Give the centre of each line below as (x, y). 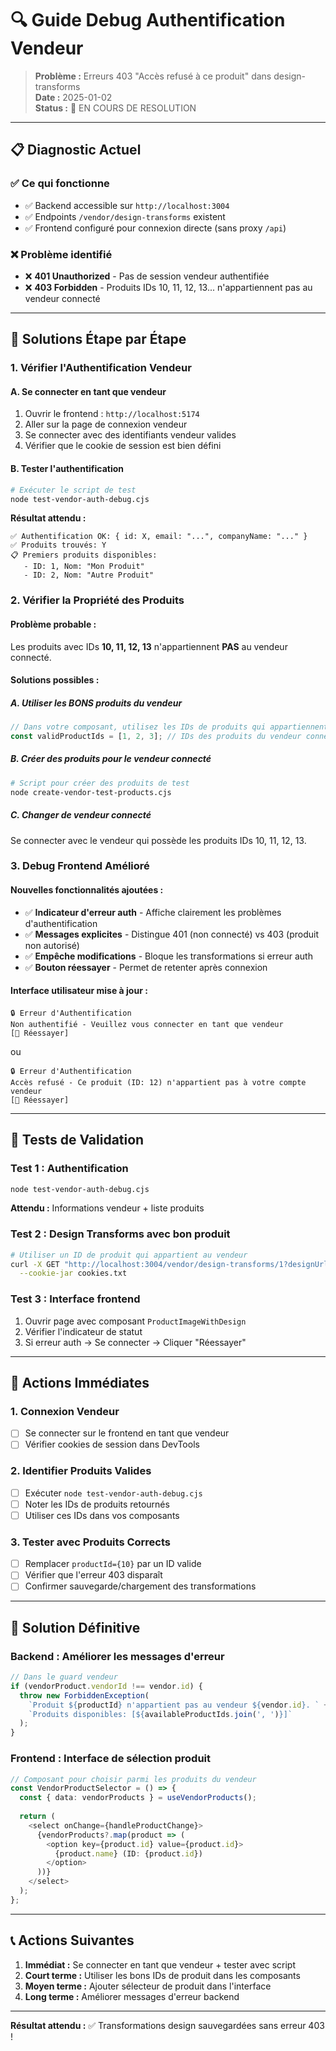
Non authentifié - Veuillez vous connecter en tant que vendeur (147, 1024)
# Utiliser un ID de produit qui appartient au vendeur (129, 1255)
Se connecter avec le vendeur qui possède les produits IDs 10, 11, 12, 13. (158, 840)
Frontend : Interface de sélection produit (111, 1759)
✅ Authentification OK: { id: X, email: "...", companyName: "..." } (159, 537)
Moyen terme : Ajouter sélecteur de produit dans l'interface (148, 1986)
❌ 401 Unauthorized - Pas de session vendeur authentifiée (147, 276)
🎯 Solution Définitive (75, 1627)
